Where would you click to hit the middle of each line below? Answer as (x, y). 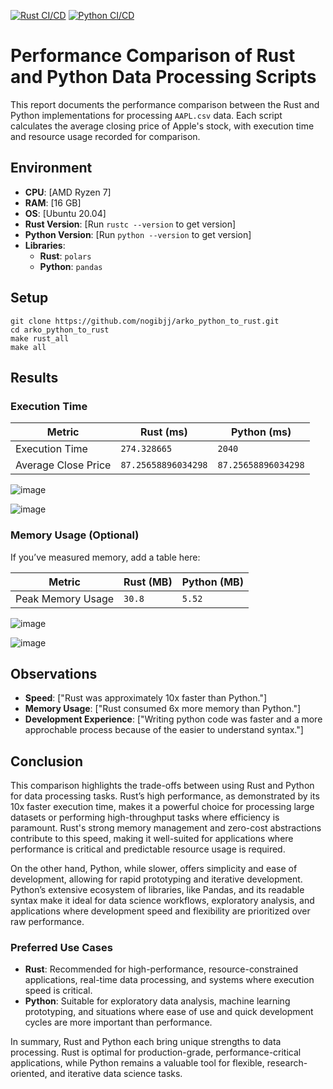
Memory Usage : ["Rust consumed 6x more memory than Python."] (163, 709)
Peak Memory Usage (65, 598)
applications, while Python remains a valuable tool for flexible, (137, 1063)
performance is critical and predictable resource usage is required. (148, 849)
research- (287, 1063)
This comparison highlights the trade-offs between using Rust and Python (162, 786)
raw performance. (47, 922)
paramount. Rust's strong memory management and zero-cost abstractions (166, 828)
